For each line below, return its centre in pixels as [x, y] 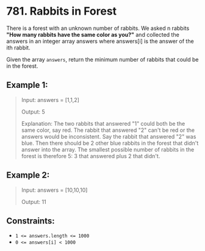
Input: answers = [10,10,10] [54, 190]
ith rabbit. [18, 48]
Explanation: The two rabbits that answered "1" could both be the [103, 123]
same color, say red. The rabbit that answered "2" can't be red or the [108, 130]
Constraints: [31, 221]
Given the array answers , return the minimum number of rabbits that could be [103, 59]
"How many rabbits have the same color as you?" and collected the [93, 34]
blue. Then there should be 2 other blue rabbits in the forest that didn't [110, 143]
